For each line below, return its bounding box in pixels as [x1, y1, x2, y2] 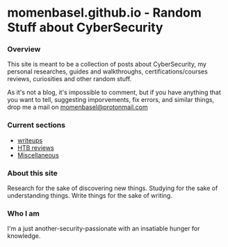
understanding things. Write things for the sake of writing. [7, 191, 172, 200]
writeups [17, 136, 43, 144]
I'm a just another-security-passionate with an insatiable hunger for [7, 224, 200, 233]
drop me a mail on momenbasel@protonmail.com [7, 103, 148, 112]
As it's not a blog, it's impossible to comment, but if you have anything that [7, 88, 221, 96]
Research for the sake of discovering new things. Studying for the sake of [7, 184, 218, 192]
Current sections [7, 120, 66, 130]
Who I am [7, 209, 40, 218]
